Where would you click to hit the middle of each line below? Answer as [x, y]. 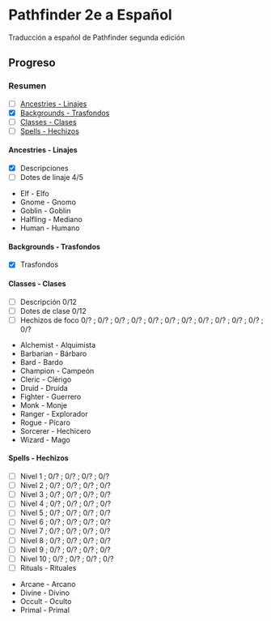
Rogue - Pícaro [45, 422]
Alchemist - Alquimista [58, 345]
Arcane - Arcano [48, 584]
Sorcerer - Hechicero [55, 430]
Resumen [28, 86]
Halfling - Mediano [51, 220]
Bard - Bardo [41, 362]
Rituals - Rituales [48, 567]
